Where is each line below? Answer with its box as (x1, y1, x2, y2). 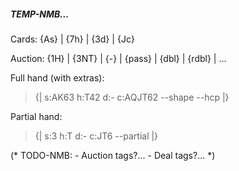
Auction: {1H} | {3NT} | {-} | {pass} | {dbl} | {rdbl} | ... (10, 52, 227, 64)
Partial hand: (10, 110, 63, 122)
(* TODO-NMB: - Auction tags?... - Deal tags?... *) (10, 149, 216, 161)
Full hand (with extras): (10, 71, 105, 84)
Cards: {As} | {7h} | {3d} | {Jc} (10, 33, 135, 45)
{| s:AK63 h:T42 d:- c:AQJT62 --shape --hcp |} (34, 91, 230, 103)
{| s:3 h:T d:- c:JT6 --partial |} (34, 130, 159, 142)
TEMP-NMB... (10, 8, 70, 20)
